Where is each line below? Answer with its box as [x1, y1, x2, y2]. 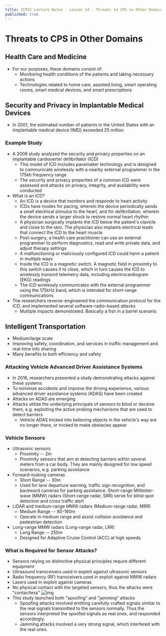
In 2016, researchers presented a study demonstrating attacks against [12, 375, 155, 381]
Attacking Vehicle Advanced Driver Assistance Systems [5, 363, 143, 370]
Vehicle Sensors [5, 434, 45, 441]
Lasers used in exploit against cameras [12, 579, 92, 585]
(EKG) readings [19, 277, 51, 282]
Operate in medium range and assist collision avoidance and [19, 514, 143, 520]
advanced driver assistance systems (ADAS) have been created [12, 391, 142, 397]
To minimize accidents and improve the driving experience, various [12, 385, 149, 391]
